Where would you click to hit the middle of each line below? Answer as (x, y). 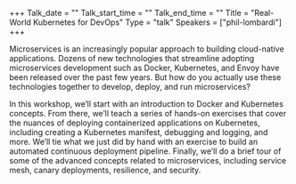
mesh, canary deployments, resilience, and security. (105, 170)
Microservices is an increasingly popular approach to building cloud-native (147, 49)
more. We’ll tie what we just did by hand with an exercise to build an (134, 142)
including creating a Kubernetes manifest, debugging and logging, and (139, 132)
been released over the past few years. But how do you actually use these (145, 77)
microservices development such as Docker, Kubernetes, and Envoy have (144, 68)
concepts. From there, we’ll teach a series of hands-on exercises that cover (148, 113)
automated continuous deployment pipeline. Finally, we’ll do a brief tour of (145, 151)
